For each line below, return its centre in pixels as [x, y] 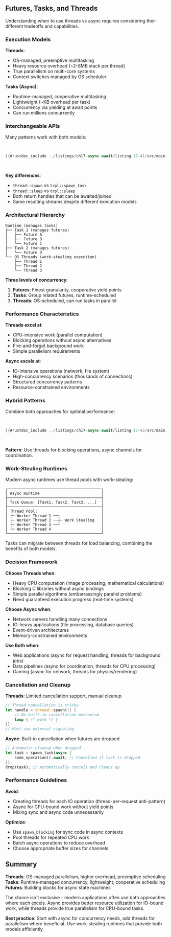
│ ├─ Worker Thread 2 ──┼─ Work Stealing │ [54, 520]
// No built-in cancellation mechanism [57, 715]
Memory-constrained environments [50, 635]
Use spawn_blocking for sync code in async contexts [68, 832]
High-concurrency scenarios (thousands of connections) [72, 376]
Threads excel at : [24, 325]
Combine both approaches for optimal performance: [60, 412]
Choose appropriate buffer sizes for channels [60, 848]
